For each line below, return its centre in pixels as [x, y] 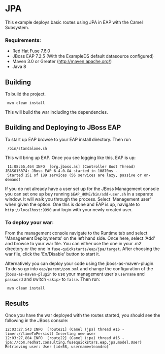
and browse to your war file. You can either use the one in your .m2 [73, 244]
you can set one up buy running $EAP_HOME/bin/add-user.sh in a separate [79, 194]
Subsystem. [17, 27]
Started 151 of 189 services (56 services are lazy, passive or [74, 175]
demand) [13, 179]
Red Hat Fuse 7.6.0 [31, 51]
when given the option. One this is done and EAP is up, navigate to [73, 204]
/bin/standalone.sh [27, 148]
